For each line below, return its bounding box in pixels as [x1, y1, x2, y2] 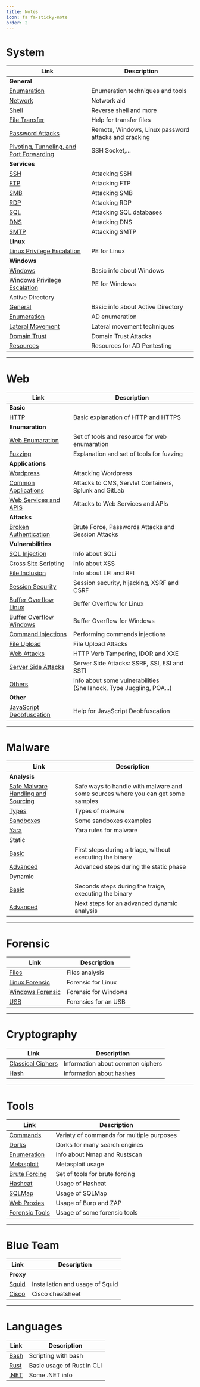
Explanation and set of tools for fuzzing [73, 450, 183, 458]
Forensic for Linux [66, 979, 117, 987]
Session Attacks [73, 530, 118, 538]
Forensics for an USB [66, 998, 126, 1006]
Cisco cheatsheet [32, 1289, 81, 1298]
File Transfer [9, 116, 45, 124]
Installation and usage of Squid [32, 1280, 118, 1288]
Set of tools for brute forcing [55, 1170, 135, 1178]
